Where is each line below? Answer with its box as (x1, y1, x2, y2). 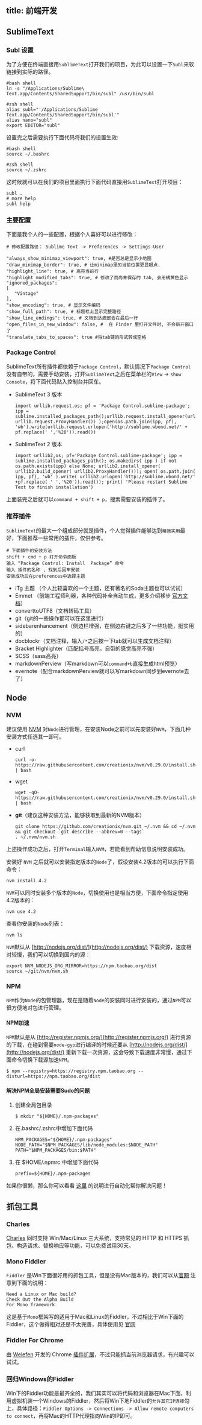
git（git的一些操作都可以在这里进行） (14, 615, 107, 622)
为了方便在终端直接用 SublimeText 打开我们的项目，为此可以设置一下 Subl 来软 (6, 61, 194, 68)
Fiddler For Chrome (6, 1336, 64, 1345)
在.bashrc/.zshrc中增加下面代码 (14, 1125, 93, 1132)
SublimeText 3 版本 (14, 391, 63, 398)
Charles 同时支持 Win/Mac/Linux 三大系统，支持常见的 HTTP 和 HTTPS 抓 (6, 1234, 189, 1242)
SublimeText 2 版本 (14, 440, 63, 447)
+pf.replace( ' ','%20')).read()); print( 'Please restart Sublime (14, 479, 188, 485)
